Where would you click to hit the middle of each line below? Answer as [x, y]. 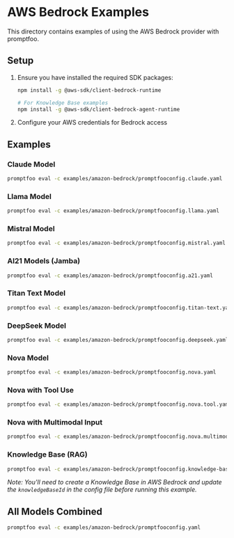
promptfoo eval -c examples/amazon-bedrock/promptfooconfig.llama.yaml [113, 211]
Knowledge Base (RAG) [48, 454]
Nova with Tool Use [41, 390]
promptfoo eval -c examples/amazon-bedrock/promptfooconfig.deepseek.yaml [118, 340]
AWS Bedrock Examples [78, 12]
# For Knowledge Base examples [63, 103]
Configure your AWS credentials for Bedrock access [92, 122]
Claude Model [31, 164]
